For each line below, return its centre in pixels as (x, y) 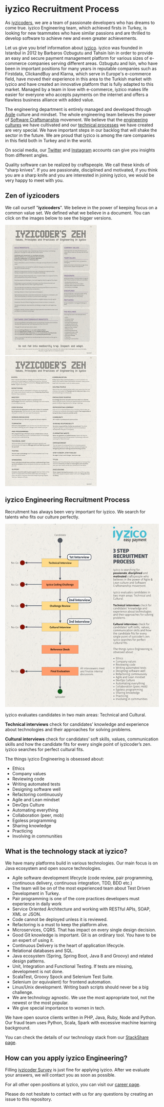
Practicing (22, 831)
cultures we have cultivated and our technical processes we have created (79, 125)
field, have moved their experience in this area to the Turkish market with (78, 79)
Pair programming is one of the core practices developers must (76, 899)
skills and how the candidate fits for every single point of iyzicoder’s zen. (78, 744)
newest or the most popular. (40, 1003)
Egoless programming (34, 820)
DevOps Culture (28, 805)
